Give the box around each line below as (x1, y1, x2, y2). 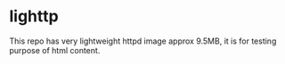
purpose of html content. (9, 44, 101, 55)
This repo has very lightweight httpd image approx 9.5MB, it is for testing (9, 36, 277, 46)
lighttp (9, 6, 60, 27)
